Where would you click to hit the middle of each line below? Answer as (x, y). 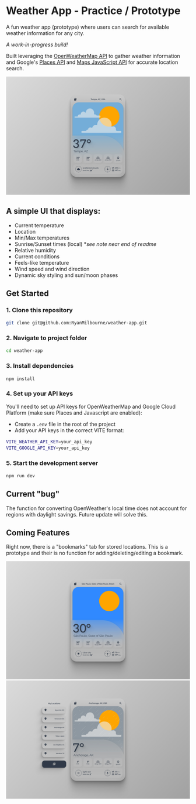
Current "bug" (33, 494)
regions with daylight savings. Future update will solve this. (77, 514)
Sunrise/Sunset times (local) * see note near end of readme (85, 244)
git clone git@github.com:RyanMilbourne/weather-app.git (77, 323)
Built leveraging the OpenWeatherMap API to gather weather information (93, 56)
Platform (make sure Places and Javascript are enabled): (74, 413)
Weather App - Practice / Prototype (93, 11)
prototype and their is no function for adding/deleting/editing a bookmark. (95, 553)
